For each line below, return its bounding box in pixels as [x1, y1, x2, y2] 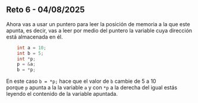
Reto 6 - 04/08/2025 [6, 5, 85, 15]
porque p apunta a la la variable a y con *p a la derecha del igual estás [6, 84, 177, 91]
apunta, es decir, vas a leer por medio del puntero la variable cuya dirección [6, 27, 192, 34]
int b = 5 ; [17, 50, 44, 56]
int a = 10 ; [17, 45, 46, 51]
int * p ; [17, 56, 36, 62]
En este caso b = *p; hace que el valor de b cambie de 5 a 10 [6, 77, 156, 85]
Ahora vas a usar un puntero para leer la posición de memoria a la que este [6, 20, 190, 27]
